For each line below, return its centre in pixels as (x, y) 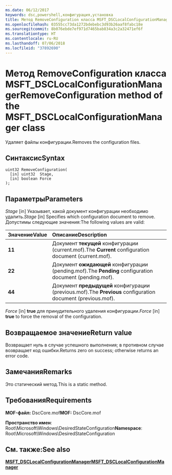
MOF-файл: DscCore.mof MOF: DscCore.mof (53, 413)
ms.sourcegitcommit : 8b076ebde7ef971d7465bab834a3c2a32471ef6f (74, 29)
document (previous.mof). (83, 298)
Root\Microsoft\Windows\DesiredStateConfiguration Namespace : (74, 428)
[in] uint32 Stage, (32, 175)
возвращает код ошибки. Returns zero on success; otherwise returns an (82, 350)
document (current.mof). (82, 256)
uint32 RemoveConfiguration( (36, 170)
